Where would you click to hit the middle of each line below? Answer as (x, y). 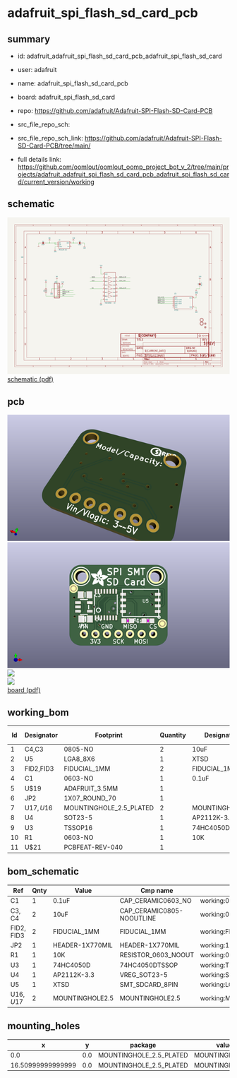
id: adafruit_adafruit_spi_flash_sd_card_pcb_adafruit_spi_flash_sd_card (120, 56)
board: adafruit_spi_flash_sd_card (66, 97)
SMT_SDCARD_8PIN (149, 984)
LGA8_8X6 (79, 759)
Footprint (109, 735)
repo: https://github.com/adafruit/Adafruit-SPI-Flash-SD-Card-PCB (115, 111)
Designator (41, 735)
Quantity (173, 735)
